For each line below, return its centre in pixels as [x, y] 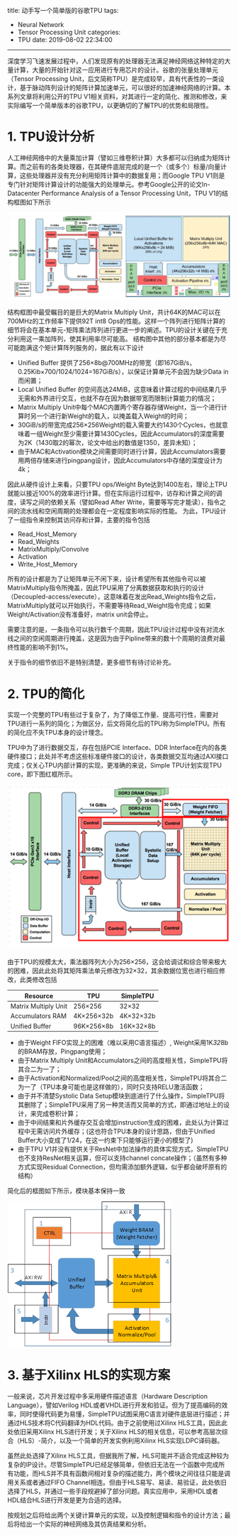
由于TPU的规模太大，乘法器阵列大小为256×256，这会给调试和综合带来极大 [117, 962]
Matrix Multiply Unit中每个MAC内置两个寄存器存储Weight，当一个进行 [119, 408]
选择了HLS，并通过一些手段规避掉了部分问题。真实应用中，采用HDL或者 [113, 1491]
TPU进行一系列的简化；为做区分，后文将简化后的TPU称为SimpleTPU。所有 [117, 723]
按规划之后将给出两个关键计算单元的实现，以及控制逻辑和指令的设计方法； [116, 1515]
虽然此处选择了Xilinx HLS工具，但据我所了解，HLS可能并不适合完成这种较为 [118, 1455]
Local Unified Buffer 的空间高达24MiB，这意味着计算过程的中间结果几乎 [122, 390]
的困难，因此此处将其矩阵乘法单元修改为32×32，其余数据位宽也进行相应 [113, 971]
